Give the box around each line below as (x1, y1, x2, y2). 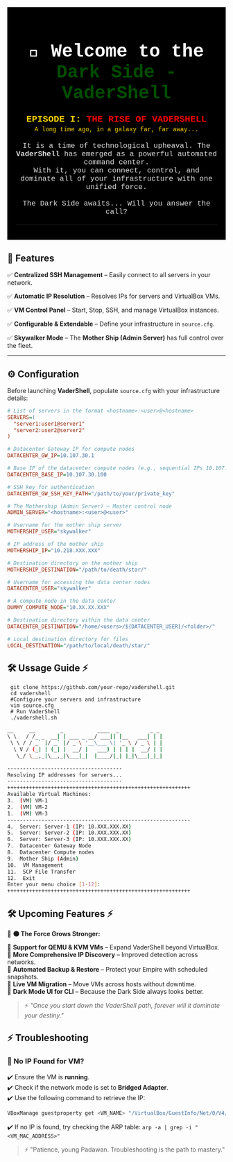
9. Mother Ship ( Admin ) (7, 855, 79, 862)
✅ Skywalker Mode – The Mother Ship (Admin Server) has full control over (7, 333, 224, 342)
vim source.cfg (10, 702, 54, 709)
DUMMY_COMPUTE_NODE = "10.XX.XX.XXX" (7, 604, 110, 611)
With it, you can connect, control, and (33, 166, 200, 176)
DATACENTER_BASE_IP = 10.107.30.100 (7, 471, 107, 478)
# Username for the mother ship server (7, 522, 123, 529)
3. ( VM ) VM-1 (7, 797, 49, 804)
